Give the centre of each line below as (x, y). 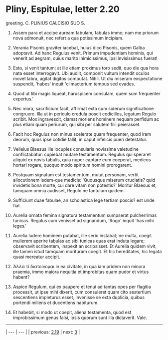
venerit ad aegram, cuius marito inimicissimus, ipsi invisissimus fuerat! (85, 58)
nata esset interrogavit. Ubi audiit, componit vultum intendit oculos (81, 73)
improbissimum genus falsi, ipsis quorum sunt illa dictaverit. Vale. (80, 318)
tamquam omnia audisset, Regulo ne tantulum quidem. (69, 190)
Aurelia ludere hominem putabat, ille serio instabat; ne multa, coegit (82, 235)
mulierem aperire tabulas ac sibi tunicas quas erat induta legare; (79, 241)
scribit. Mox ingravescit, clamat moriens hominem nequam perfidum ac (86, 119)
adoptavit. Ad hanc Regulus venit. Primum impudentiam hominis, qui (83, 53)
